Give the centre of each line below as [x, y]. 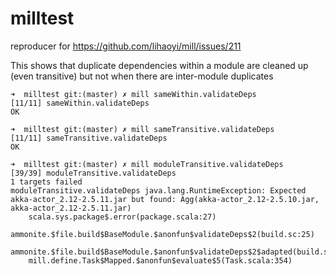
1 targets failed [46, 182]
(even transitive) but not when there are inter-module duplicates [142, 76]
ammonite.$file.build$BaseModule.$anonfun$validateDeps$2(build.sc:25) [162, 234]
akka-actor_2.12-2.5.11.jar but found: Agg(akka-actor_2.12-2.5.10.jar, [165, 199]
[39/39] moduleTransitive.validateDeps [93, 173]
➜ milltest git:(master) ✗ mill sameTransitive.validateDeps [142, 129]
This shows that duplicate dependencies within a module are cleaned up [159, 65]
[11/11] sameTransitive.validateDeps [89, 138]
